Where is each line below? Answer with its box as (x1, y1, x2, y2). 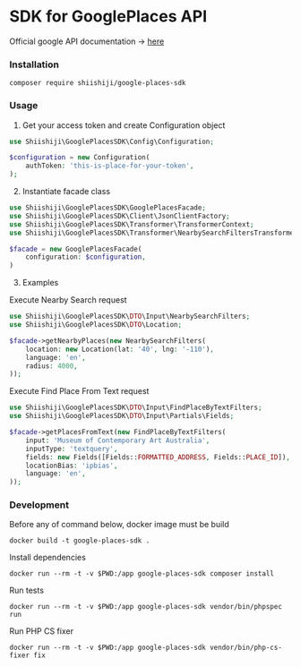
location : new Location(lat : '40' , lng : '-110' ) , (25, 345, 215, 354)
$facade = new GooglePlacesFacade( (9, 244, 142, 253)
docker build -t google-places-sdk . (9, 536, 150, 545)
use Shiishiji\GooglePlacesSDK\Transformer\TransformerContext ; (9, 219, 254, 229)
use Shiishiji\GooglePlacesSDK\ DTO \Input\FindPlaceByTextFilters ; (9, 403, 262, 413)
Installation (9, 58, 60, 71)
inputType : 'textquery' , (25, 444, 118, 453)
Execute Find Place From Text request (9, 386, 150, 397)
